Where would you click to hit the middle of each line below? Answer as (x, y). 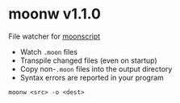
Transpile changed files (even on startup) (88, 60)
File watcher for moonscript (54, 36)
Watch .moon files (49, 51)
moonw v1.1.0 (54, 14)
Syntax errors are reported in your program (92, 77)
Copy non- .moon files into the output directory (96, 68)
